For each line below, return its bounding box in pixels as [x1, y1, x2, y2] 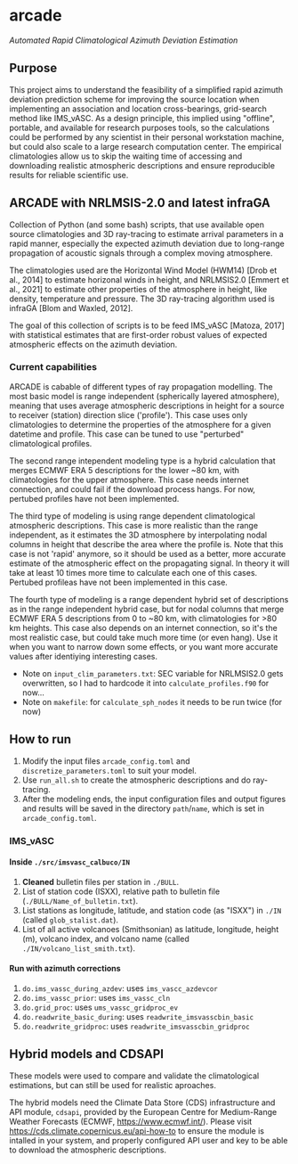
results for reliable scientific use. [9, 169, 129, 180]
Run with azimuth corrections [9, 963, 122, 974]
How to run [9, 732, 72, 747]
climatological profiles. [9, 438, 93, 448]
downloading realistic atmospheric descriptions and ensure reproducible [9, 160, 276, 170]
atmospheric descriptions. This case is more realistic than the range [9, 520, 259, 530]
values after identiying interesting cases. [9, 651, 158, 661]
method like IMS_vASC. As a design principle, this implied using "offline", [9, 112, 276, 123]
